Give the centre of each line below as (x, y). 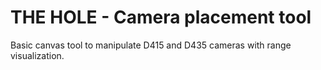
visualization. (37, 55)
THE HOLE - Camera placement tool (161, 17)
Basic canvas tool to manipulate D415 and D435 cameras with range (151, 45)
